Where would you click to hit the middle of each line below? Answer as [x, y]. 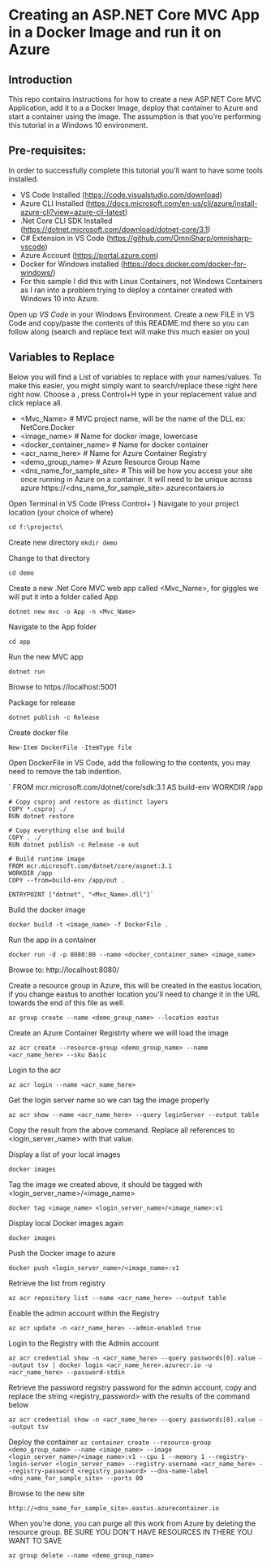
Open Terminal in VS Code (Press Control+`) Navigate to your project [124, 503]
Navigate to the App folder [53, 626]
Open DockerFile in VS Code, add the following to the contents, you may [129, 762]
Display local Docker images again [66, 1223]
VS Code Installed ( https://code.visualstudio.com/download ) [121, 195]
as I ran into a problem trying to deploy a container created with [127, 290]
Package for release [42, 703]
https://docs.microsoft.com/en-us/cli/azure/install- [173, 203]
